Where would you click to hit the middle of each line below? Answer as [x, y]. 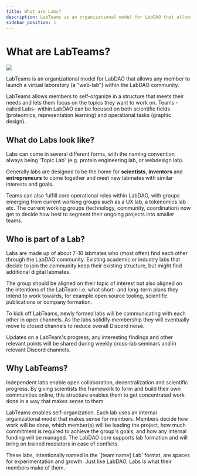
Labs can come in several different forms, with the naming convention [90, 154]
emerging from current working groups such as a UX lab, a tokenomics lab [96, 202]
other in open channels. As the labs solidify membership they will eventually [98, 319]
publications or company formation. [49, 302]
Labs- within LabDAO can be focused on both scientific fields [96, 109]
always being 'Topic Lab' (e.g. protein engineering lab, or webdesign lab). [95, 160]
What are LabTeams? [58, 51]
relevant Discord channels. [38, 350]
